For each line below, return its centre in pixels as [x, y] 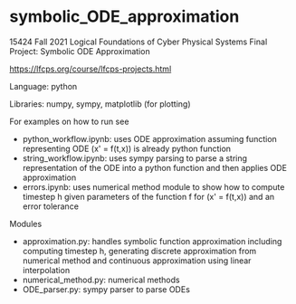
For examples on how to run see [69, 121]
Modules [26, 223]
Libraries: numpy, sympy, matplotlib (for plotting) [100, 104]
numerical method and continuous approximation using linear [137, 261]
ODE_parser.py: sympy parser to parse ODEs [106, 289]
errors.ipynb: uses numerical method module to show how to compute [153, 186]
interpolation [46, 270]
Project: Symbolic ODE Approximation [80, 51]
